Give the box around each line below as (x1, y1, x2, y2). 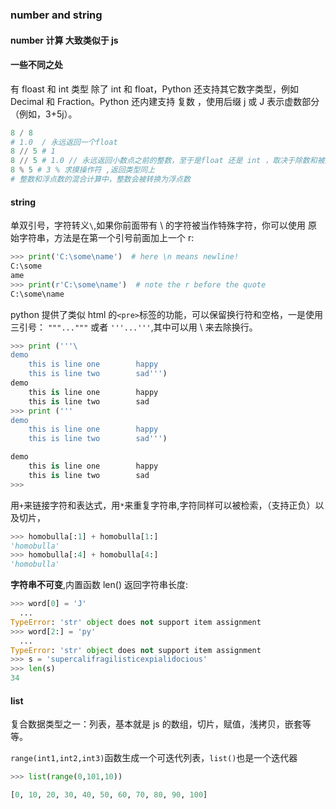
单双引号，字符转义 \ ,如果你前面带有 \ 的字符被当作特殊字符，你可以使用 (10, 219, 307, 232)
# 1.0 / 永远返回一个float (10, 137, 118, 147)
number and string (10, 8, 103, 22)
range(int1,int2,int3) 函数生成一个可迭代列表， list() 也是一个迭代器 (10, 752, 298, 764)
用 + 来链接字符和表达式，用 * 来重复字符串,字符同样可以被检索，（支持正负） (10, 499, 316, 511)
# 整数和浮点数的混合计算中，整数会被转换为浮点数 (10, 174, 191, 185)
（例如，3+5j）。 (10, 108, 78, 120)
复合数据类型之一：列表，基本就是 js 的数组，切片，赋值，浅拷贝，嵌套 (10, 718, 303, 730)
